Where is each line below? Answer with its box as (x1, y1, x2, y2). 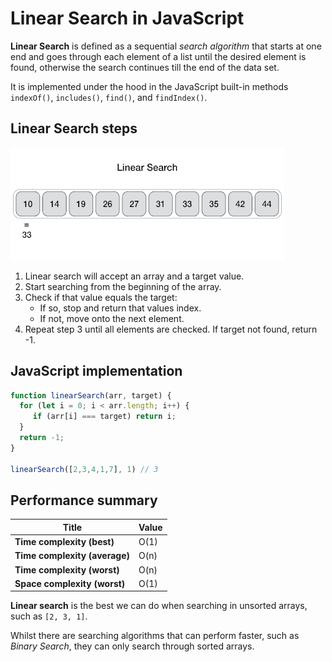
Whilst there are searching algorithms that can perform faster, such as (10, 630, 300, 642)
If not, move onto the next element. (39, 312, 185, 324)
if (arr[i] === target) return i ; (32, 412, 177, 422)
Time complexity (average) (14, 550, 130, 562)
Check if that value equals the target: (24, 291, 178, 303)
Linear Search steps (10, 120, 138, 137)
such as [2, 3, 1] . (10, 610, 88, 622)
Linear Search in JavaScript (10, 7, 245, 30)
